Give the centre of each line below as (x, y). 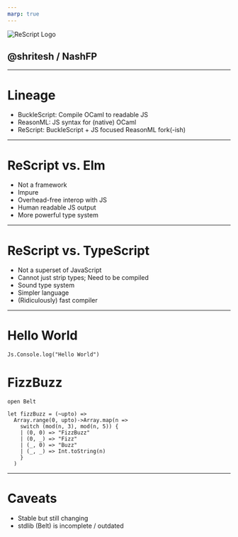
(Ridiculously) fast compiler (57, 300)
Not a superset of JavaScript (59, 270)
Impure (28, 192)
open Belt (22, 402)
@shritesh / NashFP (52, 56)
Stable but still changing (53, 519)
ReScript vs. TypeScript (79, 250)
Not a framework (42, 185)
